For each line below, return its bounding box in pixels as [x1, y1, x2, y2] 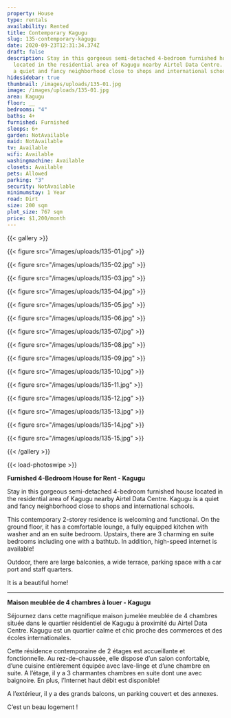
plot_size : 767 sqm [7, 209, 63, 215]
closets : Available [7, 163, 63, 171]
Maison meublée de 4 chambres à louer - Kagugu [7, 598, 151, 606]
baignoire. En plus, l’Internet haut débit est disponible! [7, 676, 160, 684]
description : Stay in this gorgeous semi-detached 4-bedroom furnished [7, 55, 217, 62]
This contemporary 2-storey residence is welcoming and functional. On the [7, 515, 220, 523]
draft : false [7, 49, 45, 56]
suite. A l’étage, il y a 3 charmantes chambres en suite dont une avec [7, 668, 202, 677]
